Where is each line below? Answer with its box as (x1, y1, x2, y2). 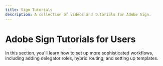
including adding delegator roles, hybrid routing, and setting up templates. (5, 55, 158, 61)
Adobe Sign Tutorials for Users (5, 33, 136, 45)
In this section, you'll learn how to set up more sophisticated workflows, (5, 50, 154, 56)
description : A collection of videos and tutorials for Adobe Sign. (5, 12, 151, 17)
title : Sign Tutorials (5, 7, 53, 12)
